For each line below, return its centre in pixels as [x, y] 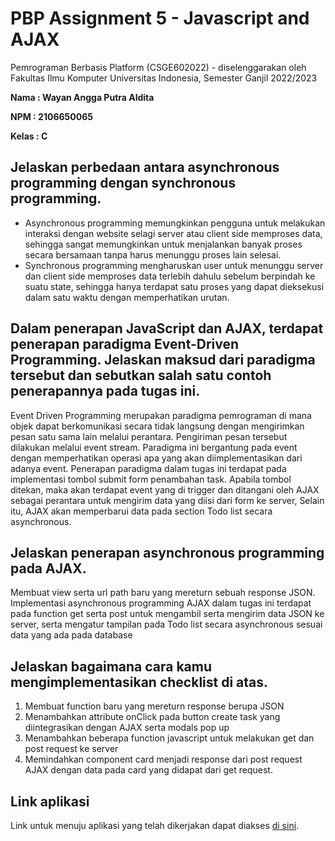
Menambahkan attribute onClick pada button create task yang [152, 717]
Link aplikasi [50, 801]
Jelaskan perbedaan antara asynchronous [145, 167]
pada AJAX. [48, 568]
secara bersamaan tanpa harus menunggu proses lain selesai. [153, 254]
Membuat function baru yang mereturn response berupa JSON [154, 706]
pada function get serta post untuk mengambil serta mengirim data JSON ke [167, 614]
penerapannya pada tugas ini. [105, 391]
